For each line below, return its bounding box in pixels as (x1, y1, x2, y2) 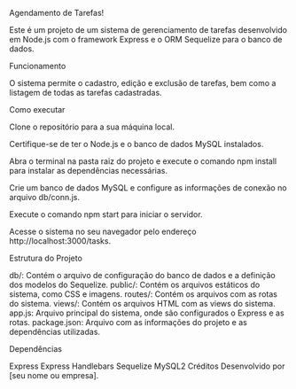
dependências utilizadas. (9, 327, 100, 337)
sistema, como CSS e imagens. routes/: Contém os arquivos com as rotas (9, 289, 277, 300)
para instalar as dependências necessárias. (9, 166, 168, 175)
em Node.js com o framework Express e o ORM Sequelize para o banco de (9, 35, 283, 44)
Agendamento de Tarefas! (9, 8, 105, 18)
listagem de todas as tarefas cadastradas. (9, 88, 162, 97)
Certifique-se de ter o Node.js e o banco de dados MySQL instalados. (9, 139, 264, 149)
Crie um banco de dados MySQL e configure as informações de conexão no (9, 183, 287, 193)
